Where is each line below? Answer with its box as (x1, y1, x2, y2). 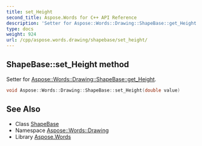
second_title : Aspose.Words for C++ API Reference (6, 15, 137, 21)
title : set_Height (6, 8, 53, 15)
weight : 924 (6, 32, 36, 38)
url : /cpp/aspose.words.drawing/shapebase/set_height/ (6, 37, 148, 43)
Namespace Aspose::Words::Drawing (15, 127, 109, 134)
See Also (6, 104, 41, 114)
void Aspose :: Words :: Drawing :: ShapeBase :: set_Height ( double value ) (6, 87, 181, 93)
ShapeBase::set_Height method (6, 59, 129, 70)
